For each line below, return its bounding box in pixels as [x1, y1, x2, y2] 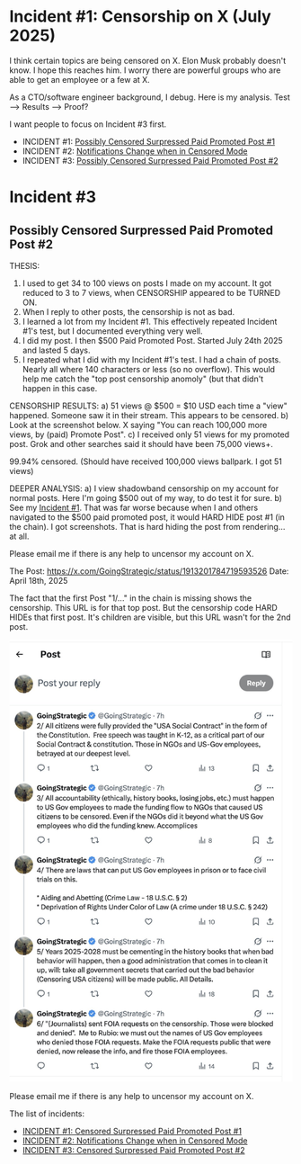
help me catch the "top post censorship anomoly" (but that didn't [22, 373, 264, 384]
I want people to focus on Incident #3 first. [9, 119, 167, 130]
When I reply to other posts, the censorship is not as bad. [22, 306, 235, 317]
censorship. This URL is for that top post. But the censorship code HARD [9, 602, 279, 613]
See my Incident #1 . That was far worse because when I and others [9, 502, 259, 513]
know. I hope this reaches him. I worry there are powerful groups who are [9, 65, 281, 76]
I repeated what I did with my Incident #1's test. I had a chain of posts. [22, 354, 281, 365]
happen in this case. [22, 382, 98, 393]
